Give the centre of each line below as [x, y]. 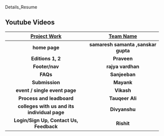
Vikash [123, 90]
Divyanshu [123, 109]
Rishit [123, 123]
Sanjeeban [123, 74]
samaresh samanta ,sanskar [123, 45]
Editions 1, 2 [46, 58]
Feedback [46, 126]
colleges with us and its [46, 106]
